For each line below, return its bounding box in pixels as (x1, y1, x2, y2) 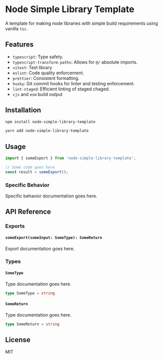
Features (5, 40, 34, 49)
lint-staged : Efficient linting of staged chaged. (12, 86, 110, 92)
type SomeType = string (5, 290, 55, 296)
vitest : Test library (12, 64, 52, 70)
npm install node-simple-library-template (5, 119, 96, 124)
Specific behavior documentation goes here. (5, 193, 98, 199)
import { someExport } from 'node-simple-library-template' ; (5, 156, 136, 161)
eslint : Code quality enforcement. (12, 70, 85, 76)
